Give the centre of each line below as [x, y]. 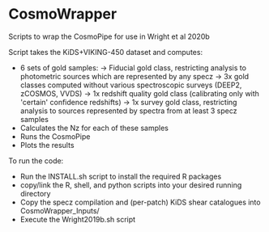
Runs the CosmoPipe [55, 136]
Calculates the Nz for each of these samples [94, 128]
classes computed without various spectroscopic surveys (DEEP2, [131, 85]
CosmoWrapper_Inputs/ [60, 210]
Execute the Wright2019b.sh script [78, 219]
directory [35, 193]
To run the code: [36, 160]
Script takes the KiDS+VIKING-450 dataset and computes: [106, 52]
